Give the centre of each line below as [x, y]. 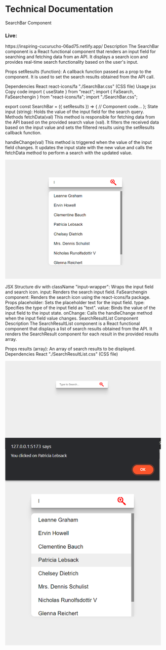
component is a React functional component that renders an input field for [81, 52]
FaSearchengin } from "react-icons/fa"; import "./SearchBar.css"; [71, 97]
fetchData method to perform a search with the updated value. [69, 153]
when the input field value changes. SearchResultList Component [72, 318]
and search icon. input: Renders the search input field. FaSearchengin [76, 292]
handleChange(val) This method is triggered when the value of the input [79, 142]
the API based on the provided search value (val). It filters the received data [82, 122]
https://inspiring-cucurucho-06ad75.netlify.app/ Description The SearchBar [82, 46]
